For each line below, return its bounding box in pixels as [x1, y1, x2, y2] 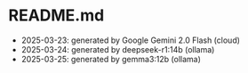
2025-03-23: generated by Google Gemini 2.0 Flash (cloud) [20, 35, 241, 45]
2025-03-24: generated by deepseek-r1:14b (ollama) [20, 44, 215, 54]
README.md [8, 5, 105, 26]
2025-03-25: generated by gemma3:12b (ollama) [20, 53, 202, 64]
